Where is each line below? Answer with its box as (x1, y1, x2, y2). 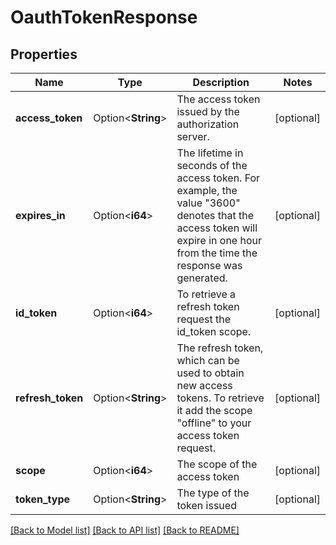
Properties (10, 46, 78, 63)
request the (176, 312, 232, 326)
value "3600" (176, 196, 241, 210)
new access (176, 379, 233, 392)
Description (192, 76, 250, 89)
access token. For (176, 171, 261, 185)
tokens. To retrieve (176, 391, 265, 405)
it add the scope (176, 404, 253, 417)
